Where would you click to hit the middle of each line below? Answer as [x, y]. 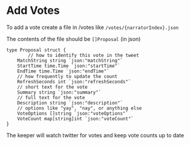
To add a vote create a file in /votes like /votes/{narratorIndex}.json [93, 27]
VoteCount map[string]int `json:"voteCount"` [76, 118]
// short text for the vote [52, 87]
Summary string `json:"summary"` [59, 92]
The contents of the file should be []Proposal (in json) [74, 39]
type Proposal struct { [36, 50]
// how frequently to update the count [67, 76]
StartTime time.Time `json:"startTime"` [69, 66]
